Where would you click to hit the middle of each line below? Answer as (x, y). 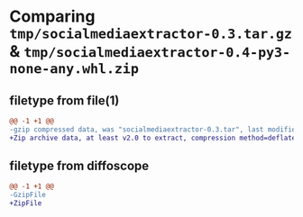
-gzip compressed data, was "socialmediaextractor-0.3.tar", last (137, 129)
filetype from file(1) (64, 100)
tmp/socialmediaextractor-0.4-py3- (157, 53)
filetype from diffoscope (79, 166)
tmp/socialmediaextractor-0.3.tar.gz (151, 34)
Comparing (52, 17)
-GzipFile (28, 195)
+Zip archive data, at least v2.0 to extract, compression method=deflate (153, 138)
